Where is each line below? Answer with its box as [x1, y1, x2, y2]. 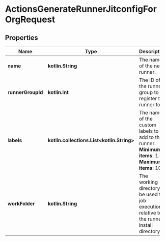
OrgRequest [5, 14, 55, 25]
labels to [139, 128, 159, 134]
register [139, 95, 157, 102]
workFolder [7, 200, 35, 207]
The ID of [139, 77, 161, 83]
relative [139, 210, 156, 216]
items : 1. [139, 152, 160, 159]
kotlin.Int [48, 89, 69, 95]
